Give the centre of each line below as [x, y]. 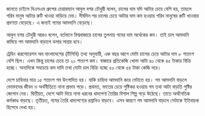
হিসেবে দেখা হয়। [21, 107]
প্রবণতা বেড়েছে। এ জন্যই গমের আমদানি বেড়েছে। [50, 23]
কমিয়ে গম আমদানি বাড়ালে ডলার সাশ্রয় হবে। [45, 42]
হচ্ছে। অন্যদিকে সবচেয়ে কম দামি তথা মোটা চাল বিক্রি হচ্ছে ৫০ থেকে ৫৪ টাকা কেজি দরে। [84, 67]
